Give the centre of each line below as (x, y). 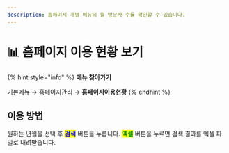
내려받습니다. (38, 143)
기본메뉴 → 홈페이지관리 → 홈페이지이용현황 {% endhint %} (89, 92)
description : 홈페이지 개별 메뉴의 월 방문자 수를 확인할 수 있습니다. (96, 15)
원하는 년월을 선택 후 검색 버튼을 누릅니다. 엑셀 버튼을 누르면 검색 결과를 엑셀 (111, 134)
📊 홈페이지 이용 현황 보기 (76, 52)
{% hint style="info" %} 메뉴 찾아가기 (59, 77)
